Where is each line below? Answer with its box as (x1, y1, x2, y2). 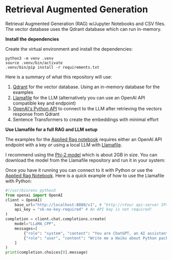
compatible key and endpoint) (12, 100, 76, 106)
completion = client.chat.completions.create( (5, 216, 106, 222)
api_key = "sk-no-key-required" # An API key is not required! (14, 207, 153, 212)
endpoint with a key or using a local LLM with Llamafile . (5, 142, 122, 148)
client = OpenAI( (5, 197, 42, 203)
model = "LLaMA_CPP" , (14, 222, 56, 227)
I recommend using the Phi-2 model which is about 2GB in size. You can (5, 151, 158, 157)
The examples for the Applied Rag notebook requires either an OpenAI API (5, 136, 162, 142)
